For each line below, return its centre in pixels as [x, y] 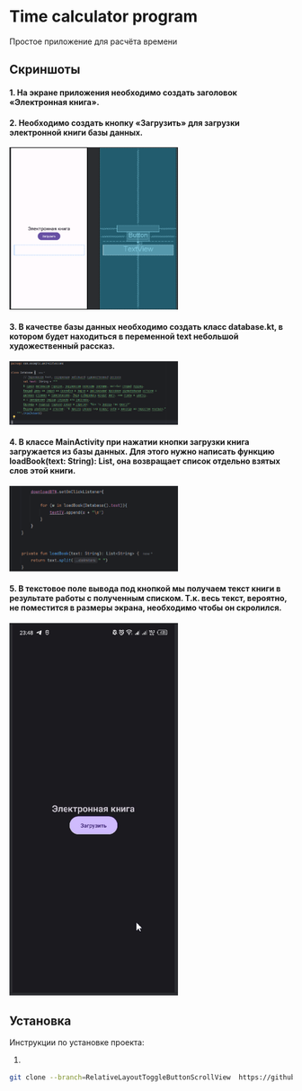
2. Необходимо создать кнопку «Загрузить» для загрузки [124, 122]
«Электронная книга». [54, 102]
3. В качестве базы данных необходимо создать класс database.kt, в [146, 327]
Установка [40, 1020]
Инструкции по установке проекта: [77, 1042]
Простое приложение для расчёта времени [93, 41]
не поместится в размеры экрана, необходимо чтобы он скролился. [146, 608]
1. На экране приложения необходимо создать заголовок [124, 93]
